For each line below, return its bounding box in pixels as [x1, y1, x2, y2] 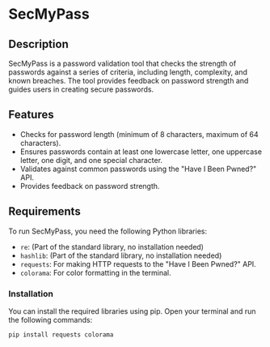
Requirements [8, 204, 81, 219]
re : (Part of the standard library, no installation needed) [19, 242, 205, 251]
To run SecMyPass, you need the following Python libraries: [8, 226, 208, 236]
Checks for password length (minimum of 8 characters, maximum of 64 [19, 129, 259, 139]
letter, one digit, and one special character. [19, 155, 163, 165]
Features [8, 108, 54, 122]
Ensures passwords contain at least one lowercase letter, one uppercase [19, 147, 263, 156]
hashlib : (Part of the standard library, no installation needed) [19, 251, 222, 260]
